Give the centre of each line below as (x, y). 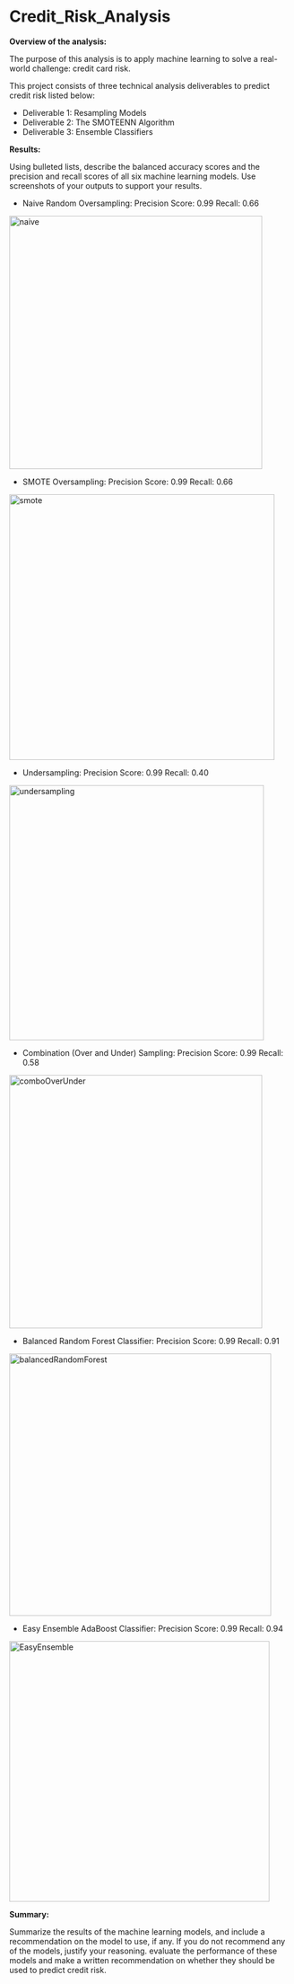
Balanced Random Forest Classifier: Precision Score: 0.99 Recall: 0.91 (151, 1341)
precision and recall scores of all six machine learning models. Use (133, 176)
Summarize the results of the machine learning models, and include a (138, 1931)
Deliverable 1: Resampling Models (84, 112)
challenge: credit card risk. (82, 68)
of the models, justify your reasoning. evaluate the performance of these (143, 1951)
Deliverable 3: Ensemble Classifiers (88, 131)
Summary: (29, 1914)
